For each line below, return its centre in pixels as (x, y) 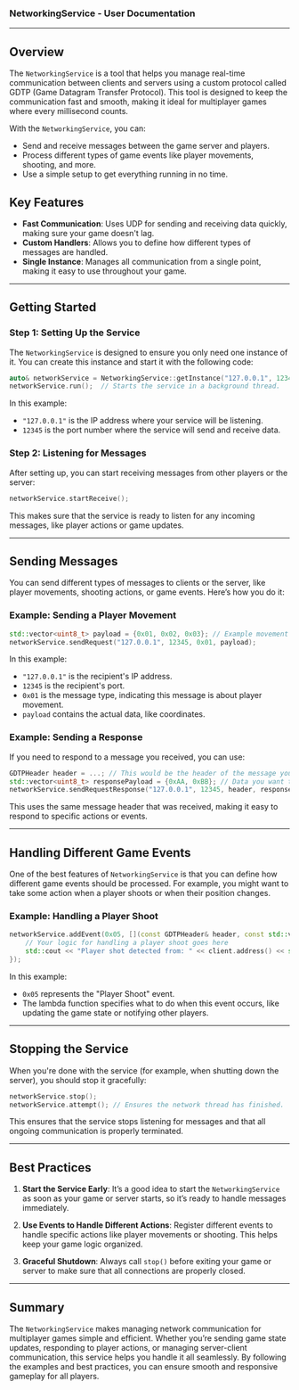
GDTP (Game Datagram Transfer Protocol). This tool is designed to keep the (148, 93)
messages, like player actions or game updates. (97, 525)
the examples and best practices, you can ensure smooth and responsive (144, 1367)
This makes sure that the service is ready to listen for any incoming (132, 515)
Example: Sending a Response (76, 737)
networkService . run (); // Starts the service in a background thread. (145, 386)
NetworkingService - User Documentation (102, 13)
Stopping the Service (69, 1049)
